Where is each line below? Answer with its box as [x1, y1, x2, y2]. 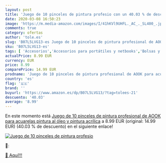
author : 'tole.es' [5, 35, 43, 40]
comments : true [5, 26, 37, 31]
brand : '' [5, 85, 26, 91]
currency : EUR [5, 58, 35, 63]
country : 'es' [5, 76, 35, 81]
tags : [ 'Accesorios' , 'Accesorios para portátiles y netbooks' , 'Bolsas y [5, 49, 161, 54]
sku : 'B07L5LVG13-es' [5, 44, 50, 49]
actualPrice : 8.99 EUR [5, 53, 52, 58]
